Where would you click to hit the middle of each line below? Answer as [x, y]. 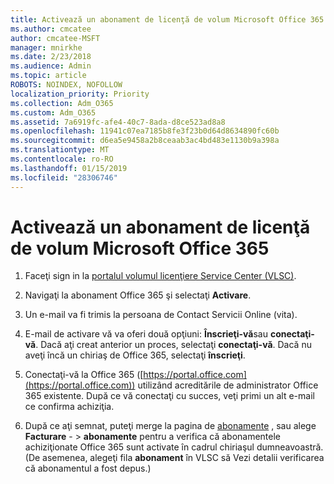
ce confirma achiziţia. [69, 407]
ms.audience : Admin [51, 66]
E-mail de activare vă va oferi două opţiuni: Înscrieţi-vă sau [146, 334]
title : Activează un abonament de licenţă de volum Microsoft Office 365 [167, 19]
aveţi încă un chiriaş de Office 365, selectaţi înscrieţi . [135, 355]
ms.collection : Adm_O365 [62, 103]
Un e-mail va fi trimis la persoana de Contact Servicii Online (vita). [161, 315]
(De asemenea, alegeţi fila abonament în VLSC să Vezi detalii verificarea [174, 458]
